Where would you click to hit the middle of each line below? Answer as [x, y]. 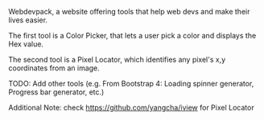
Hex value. [26, 44]
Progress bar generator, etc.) [56, 92]
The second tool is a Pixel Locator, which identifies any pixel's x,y [117, 60]
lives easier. [28, 20]
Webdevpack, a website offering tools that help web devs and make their [129, 12]
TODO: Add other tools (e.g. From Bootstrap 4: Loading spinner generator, [131, 84]
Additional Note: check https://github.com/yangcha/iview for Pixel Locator [132, 108]
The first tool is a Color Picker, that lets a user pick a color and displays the [132, 36]
